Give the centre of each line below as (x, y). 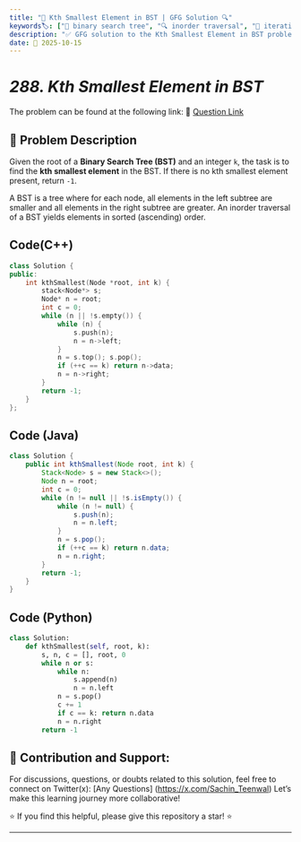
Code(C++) (42, 245)
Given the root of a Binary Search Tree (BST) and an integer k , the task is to (149, 161)
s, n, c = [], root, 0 (84, 655)
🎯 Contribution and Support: (90, 757)
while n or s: (68, 663)
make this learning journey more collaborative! (95, 798)
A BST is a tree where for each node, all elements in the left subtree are (141, 198)
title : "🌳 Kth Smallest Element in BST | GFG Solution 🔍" (121, 17)
